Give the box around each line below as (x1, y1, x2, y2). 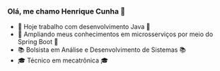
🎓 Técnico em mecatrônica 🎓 (17, 56, 108, 65)
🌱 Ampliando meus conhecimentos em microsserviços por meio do (17, 30, 214, 38)
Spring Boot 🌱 (17, 38, 59, 46)
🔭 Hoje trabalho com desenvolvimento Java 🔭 (17, 23, 151, 31)
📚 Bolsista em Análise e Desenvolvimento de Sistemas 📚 (17, 45, 186, 54)
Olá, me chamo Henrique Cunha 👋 (7, 6, 126, 16)
